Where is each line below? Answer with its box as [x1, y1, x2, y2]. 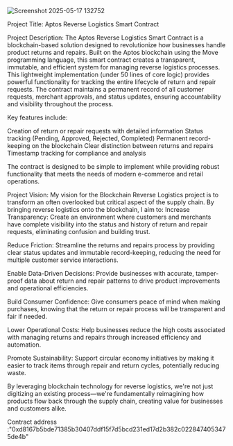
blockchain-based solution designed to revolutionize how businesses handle [7, 41, 226, 49]
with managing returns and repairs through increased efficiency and [7, 333, 202, 341]
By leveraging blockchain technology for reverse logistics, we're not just [7, 382, 214, 390]
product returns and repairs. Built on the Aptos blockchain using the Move [7, 49, 218, 56]
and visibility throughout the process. [7, 100, 114, 108]
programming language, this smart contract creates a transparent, [7, 56, 196, 64]
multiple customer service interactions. [7, 256, 119, 264]
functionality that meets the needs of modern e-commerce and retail [7, 170, 203, 178]
